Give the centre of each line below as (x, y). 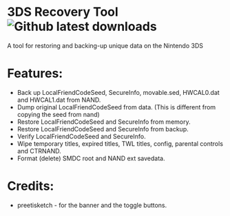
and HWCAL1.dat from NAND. (59, 100)
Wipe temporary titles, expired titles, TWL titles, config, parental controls (120, 143)
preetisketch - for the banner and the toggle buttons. (92, 205)
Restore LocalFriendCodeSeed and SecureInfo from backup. (103, 129)
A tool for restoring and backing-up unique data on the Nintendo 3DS (105, 45)
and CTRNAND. (39, 151)
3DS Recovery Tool (63, 12)
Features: (35, 74)
